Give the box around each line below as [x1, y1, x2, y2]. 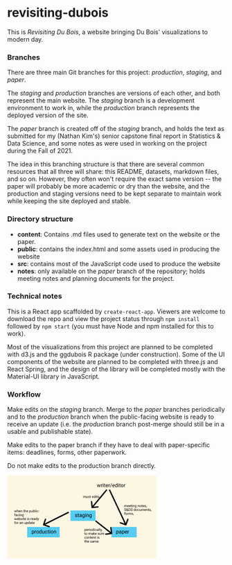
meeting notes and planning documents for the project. [17, 274, 175, 282]
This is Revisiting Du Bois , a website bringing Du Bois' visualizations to [7, 28, 208, 36]
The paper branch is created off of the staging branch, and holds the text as [7, 125, 225, 133]
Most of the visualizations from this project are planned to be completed [7, 342, 213, 351]
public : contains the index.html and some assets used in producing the [17, 245, 220, 253]
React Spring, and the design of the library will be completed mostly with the [7, 365, 226, 373]
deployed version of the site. [7, 111, 89, 119]
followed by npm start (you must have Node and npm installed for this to [7, 322, 214, 330]
